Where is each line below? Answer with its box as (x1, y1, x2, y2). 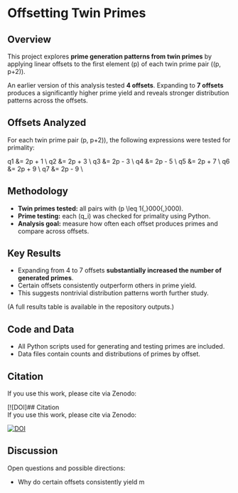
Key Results (7, 248, 62, 260)
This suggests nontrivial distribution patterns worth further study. (17, 289, 209, 297)
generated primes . (17, 274, 74, 282)
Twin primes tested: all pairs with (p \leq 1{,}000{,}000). (17, 204, 183, 213)
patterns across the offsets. (7, 96, 89, 105)
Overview (7, 33, 52, 46)
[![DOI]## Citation (7, 403, 60, 412)
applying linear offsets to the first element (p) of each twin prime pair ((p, (7, 60, 222, 68)
